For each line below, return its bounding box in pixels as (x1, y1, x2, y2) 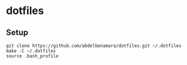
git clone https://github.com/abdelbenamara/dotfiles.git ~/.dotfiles (6, 43, 182, 49)
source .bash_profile (6, 53, 59, 59)
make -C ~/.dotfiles (6, 48, 57, 54)
